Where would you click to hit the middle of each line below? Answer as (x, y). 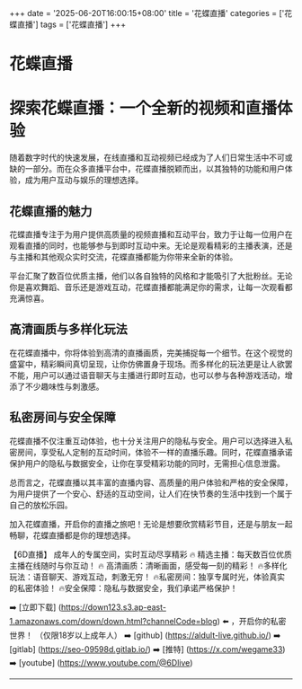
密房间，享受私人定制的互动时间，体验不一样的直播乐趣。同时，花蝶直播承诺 (151, 452)
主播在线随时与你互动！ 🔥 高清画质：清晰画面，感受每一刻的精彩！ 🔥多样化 (148, 565)
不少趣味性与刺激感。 (64, 386)
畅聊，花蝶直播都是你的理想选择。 (72, 535)
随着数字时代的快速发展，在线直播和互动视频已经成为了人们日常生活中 (139, 158)
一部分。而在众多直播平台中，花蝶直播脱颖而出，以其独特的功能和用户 (155, 169)
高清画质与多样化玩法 (68, 329)
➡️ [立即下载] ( (35, 607)
